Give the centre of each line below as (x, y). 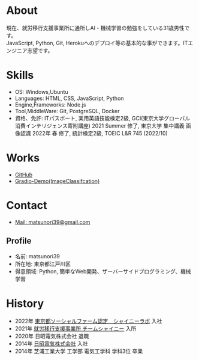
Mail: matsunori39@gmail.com (52, 222)
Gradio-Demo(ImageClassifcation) (57, 181)
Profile (19, 241)
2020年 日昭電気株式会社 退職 (52, 336)
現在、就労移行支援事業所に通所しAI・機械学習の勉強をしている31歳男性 (95, 28)
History (25, 303)
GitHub (24, 175)
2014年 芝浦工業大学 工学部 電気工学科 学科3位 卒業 (79, 351)
